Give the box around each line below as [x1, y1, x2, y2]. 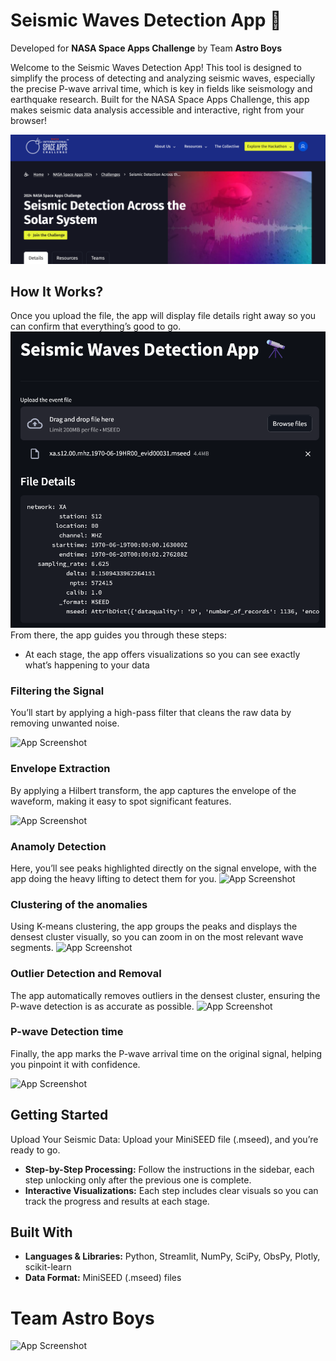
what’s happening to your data [24, 659, 150, 671]
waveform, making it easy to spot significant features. [10, 795, 232, 807]
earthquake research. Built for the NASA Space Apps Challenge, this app [10, 93, 310, 105]
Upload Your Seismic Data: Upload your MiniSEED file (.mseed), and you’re [10, 1133, 319, 1145]
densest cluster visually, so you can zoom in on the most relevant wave [10, 931, 304, 943]
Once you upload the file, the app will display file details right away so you [10, 310, 317, 322]
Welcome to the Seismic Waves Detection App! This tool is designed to [10, 61, 302, 73]
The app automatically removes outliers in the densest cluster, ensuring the [10, 989, 321, 1001]
